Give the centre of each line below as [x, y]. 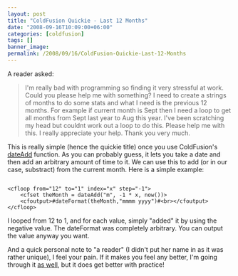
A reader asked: [31, 74]
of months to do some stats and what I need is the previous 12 [116, 102]
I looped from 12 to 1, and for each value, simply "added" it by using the [112, 221]
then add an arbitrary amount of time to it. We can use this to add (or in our [118, 161]
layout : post [27, 14]
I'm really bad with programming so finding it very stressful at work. [124, 87]
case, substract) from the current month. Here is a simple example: [106, 169]
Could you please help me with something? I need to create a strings [125, 95]
